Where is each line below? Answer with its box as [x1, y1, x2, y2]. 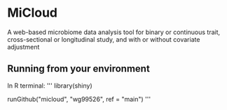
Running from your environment [7, 63, 151, 74]
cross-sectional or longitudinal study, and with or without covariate [7, 35, 200, 43]
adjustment [7, 42, 40, 51]
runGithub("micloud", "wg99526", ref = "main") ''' [7, 95, 151, 103]
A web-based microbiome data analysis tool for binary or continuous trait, [7, 28, 221, 36]
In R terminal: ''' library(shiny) [7, 81, 92, 90]
